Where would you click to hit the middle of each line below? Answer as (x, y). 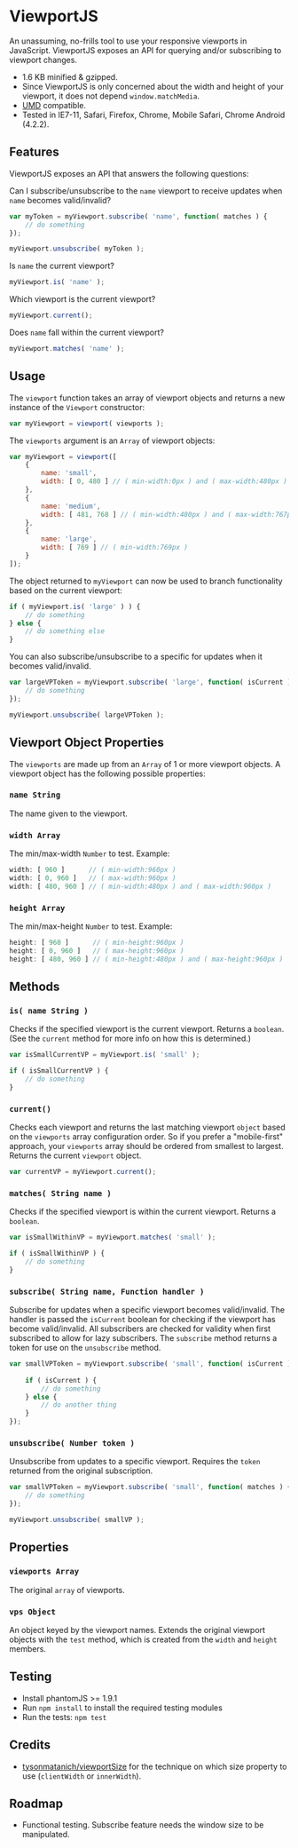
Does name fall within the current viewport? (86, 332)
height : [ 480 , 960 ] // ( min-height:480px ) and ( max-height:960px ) (146, 959)
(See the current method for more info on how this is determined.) (130, 1039)
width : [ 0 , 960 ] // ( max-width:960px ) (93, 878)
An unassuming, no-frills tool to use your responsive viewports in (128, 41)
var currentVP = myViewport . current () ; (83, 1172)
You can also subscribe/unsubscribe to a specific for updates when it (136, 657)
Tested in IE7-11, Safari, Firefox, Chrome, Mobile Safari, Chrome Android (153, 115)
